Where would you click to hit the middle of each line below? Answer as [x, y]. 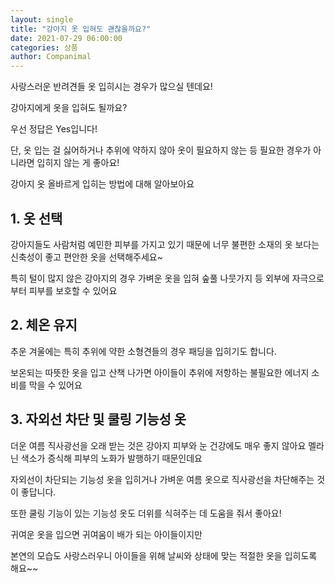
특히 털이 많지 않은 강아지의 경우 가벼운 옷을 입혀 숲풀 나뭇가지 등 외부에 [150, 278]
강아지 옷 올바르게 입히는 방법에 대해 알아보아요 [102, 184]
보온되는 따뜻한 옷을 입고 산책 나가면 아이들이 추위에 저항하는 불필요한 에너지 [160, 372]
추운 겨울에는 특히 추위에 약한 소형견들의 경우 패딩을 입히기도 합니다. [143, 351]
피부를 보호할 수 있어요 [73, 290]
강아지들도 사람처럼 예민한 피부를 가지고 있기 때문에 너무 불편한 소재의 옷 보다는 [165, 244]
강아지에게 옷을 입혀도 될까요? [69, 108]
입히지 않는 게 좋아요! [78, 163]
